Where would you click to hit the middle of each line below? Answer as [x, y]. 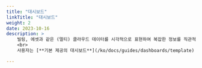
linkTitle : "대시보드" [32, 17]
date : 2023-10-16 [28, 28]
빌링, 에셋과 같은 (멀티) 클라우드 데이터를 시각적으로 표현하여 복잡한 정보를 [99, 39]
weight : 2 [19, 23]
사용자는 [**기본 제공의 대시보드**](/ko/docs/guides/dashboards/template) [106, 51]
